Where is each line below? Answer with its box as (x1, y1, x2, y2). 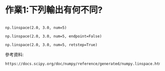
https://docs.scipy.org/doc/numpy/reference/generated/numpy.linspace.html (5, 61, 164, 66)
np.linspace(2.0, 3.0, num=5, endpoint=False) (5, 34, 102, 39)
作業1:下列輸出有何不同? (5, 4, 103, 16)
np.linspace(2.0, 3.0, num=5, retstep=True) (5, 42, 98, 47)
